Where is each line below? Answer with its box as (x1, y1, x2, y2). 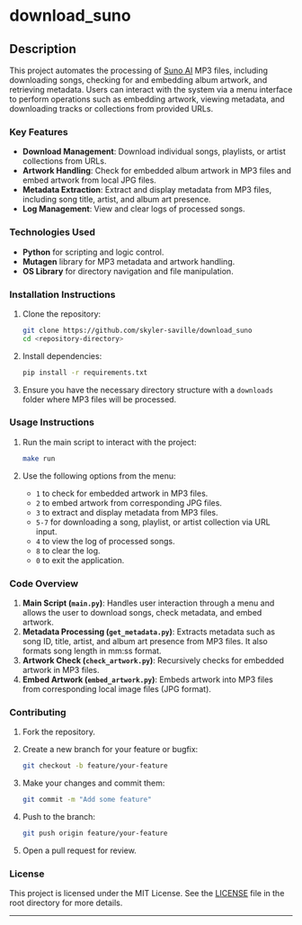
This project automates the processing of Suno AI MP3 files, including (9, 65, 268, 76)
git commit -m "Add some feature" (22, 795, 152, 804)
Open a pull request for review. (22, 845, 137, 856)
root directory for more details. (9, 897, 123, 909)
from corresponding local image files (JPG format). (22, 683, 211, 694)
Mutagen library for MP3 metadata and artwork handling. (22, 256, 235, 266)
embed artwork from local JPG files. (22, 175, 157, 185)
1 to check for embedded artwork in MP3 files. (35, 488, 209, 498)
